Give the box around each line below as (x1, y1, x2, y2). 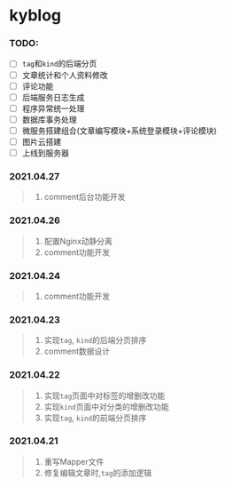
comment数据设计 (43, 346, 111, 356)
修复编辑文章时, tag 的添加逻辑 (43, 467, 152, 478)
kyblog (9, 5, 62, 26)
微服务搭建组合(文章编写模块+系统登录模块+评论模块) (21, 125, 217, 136)
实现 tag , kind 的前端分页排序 (43, 412, 147, 423)
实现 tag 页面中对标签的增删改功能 (43, 390, 166, 401)
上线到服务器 (21, 148, 69, 158)
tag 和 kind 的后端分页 (21, 59, 97, 69)
